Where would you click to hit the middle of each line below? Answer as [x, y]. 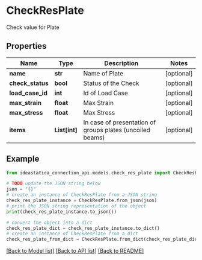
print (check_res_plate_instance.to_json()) [62, 212]
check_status [29, 83]
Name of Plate [103, 73]
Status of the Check [111, 83]
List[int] [66, 130]
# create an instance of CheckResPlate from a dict [72, 234]
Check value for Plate [33, 27]
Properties [26, 46]
